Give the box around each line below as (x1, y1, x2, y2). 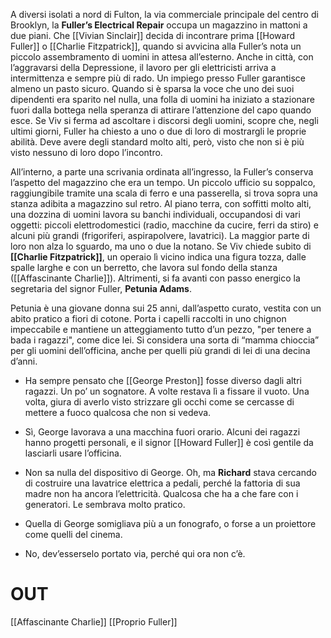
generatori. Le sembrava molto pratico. (24, 499, 186, 510)
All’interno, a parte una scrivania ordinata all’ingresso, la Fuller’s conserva (10, 166, 314, 178)
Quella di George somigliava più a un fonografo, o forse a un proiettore (24, 518, 317, 529)
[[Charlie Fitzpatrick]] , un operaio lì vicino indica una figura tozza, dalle (10, 251, 307, 263)
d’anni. (10, 355, 38, 367)
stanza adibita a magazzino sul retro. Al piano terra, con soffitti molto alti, (10, 198, 312, 209)
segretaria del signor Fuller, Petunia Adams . (10, 283, 192, 294)
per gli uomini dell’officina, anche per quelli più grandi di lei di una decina (10, 345, 311, 356)
